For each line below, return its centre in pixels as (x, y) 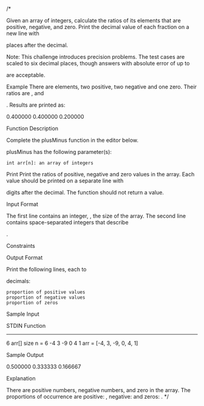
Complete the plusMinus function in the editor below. (72, 140)
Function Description (32, 128)
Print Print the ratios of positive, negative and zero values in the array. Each (100, 174)
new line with (23, 33)
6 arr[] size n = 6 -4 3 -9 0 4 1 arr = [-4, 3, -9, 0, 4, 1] (72, 343)
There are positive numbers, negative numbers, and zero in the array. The (99, 390)
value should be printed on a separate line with (65, 181)
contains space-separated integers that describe (67, 222)
